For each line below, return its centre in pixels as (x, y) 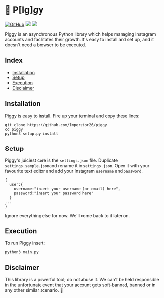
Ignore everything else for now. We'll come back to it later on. (67, 216)
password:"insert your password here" (54, 193)
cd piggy (14, 129)
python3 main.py (22, 252)
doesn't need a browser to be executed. (46, 45)
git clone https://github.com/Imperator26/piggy (56, 125)
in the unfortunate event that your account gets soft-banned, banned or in (80, 285)
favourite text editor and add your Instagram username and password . (74, 171)
